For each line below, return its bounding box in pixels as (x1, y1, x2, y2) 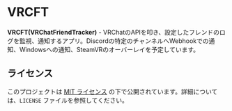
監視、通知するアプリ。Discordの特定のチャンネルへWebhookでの (19, 36, 209, 45)
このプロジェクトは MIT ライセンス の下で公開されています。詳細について (7, 87, 218, 96)
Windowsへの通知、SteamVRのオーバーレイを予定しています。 (19, 45, 200, 53)
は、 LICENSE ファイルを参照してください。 (7, 96, 129, 104)
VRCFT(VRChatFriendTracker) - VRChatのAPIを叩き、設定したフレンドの (7, 28, 220, 36)
